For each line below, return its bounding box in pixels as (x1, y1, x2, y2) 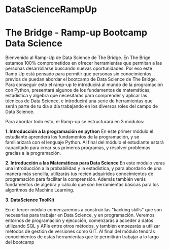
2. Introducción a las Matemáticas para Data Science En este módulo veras (5, 160, 165, 166)
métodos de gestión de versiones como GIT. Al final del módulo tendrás (5, 228, 155, 235)
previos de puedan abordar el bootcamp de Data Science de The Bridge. (5, 76, 157, 82)
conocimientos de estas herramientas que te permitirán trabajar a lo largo (5, 234, 159, 240)
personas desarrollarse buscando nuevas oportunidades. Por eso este (5, 65, 152, 72)
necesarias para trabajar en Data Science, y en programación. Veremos (5, 212, 155, 218)
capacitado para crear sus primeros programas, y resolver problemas (5, 145, 151, 151)
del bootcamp (5, 239, 35, 245)
